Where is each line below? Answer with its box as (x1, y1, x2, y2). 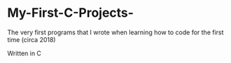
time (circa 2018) (7, 35, 56, 43)
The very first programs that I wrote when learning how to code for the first (7, 28, 224, 36)
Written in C (7, 49, 42, 57)
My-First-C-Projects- (7, 5, 134, 21)
